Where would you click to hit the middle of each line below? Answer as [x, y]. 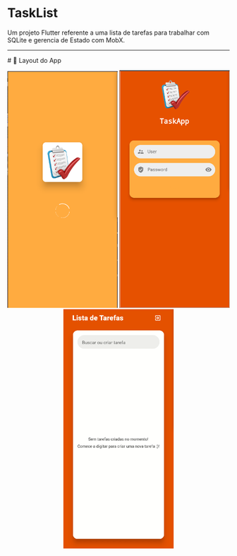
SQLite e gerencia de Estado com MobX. [66, 40]
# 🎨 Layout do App [34, 60]
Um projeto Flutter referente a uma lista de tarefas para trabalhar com [109, 32]
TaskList [33, 13]
